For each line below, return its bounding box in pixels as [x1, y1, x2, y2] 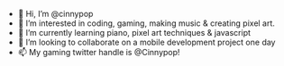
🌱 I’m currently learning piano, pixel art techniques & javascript [17, 28, 251, 37]
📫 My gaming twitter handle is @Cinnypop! [17, 47, 180, 57]
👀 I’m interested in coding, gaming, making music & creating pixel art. [17, 18, 275, 29]
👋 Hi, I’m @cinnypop [17, 9, 94, 19]
